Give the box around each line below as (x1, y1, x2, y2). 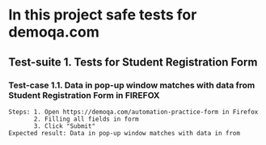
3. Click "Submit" (33, 122, 95, 130)
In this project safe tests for (8, 6, 197, 24)
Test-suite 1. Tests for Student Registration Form (8, 55, 258, 69)
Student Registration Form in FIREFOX (8, 89, 160, 100)
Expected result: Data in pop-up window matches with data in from (8, 129, 241, 137)
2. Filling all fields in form (33, 115, 139, 123)
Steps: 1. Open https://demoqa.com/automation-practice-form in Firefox (8, 108, 259, 116)
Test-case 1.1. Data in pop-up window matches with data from (8, 79, 255, 91)
